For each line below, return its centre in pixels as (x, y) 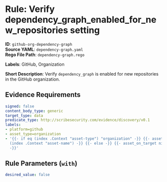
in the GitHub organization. (33, 79)
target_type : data (24, 115)
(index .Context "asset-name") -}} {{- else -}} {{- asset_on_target (83, 143)
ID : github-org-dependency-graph (39, 44)
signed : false (20, 106)
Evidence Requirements (43, 95)
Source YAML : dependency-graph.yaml (44, 49)
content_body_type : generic (34, 111)
